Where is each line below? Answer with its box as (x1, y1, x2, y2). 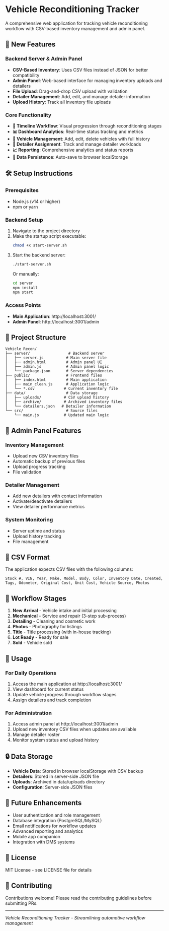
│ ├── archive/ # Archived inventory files (5, 400, 123, 405)
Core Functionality (5, 111, 52, 118)
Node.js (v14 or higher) (12, 198, 60, 205)
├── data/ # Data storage (5, 390, 98, 396)
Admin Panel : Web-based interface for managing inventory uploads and (12, 77, 162, 84)
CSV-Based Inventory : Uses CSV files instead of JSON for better (12, 66, 148, 73)
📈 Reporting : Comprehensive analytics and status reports (12, 147, 134, 153)
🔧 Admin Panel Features (5, 426, 81, 435)
